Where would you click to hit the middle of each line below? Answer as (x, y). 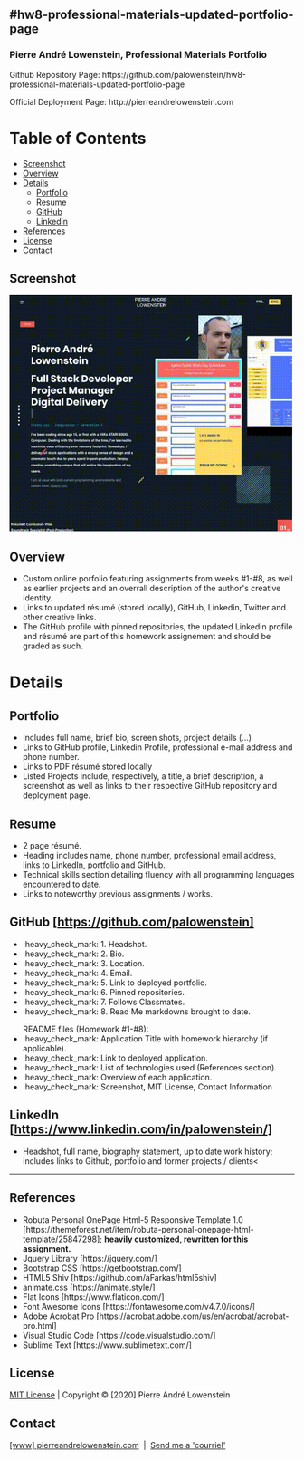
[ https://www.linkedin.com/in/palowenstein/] (141, 1130)
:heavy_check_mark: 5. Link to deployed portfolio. (115, 983)
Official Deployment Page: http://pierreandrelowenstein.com (121, 101)
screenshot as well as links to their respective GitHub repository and (150, 786)
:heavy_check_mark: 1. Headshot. (85, 944)
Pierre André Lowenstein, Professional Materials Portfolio (138, 55)
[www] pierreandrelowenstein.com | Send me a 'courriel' (118, 1445)
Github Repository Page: (55, 74)
